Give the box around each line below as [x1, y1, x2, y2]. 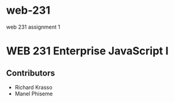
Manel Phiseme [14, 90, 53, 97]
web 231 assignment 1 [6, 23, 61, 30]
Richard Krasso [14, 84, 52, 91]
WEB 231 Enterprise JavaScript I [6, 44, 169, 58]
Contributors [6, 68, 55, 78]
